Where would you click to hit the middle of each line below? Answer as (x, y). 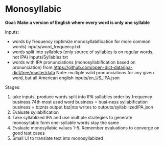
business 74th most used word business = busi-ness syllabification (80, 102)
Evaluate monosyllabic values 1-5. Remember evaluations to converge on (86, 127)
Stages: (13, 87)
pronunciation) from (32, 67)
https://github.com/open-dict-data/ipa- (93, 67)
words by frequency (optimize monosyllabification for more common (81, 41)
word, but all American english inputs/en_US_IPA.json (66, 78)
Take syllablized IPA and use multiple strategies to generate (72, 117)
